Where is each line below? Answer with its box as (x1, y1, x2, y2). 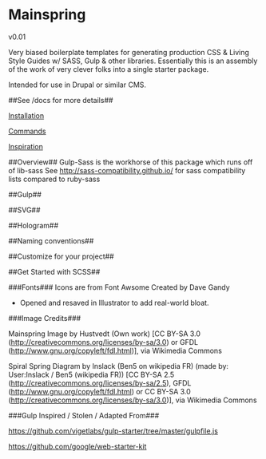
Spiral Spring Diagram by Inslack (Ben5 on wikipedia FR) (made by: (8, 361, 229, 370)
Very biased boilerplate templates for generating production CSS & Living (8, 47, 250, 57)
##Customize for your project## (8, 251, 114, 261)
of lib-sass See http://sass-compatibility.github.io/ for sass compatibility (8, 165, 246, 175)
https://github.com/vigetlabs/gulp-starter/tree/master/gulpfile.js (8, 425, 218, 436)
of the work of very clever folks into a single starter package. (8, 64, 209, 73)
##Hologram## (8, 220, 59, 230)
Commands (8, 126, 46, 136)
